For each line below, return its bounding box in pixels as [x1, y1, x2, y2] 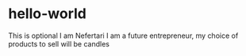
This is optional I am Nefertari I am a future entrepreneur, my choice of [8, 31, 239, 40]
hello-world [8, 5, 87, 23]
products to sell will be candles [8, 39, 110, 48]
